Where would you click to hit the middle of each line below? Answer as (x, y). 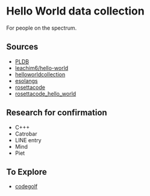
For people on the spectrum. (42, 28)
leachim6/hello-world (42, 68)
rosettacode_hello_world (45, 93)
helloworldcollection (40, 74)
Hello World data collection (75, 11)
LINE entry (28, 140)
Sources (22, 47)
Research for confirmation (57, 113)
